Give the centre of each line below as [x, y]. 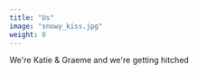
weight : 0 [28, 34]
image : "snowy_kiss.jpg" [56, 26]
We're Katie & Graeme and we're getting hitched [99, 60]
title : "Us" [32, 18]
